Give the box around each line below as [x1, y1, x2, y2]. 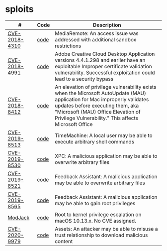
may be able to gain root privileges [54, 200, 136, 207]
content [54, 238, 73, 245]
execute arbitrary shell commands [54, 138, 135, 145]
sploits [5, 3, 34, 15]
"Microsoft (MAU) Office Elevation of [54, 108, 141, 115]
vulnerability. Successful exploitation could [54, 69, 155, 76]
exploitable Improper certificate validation [54, 63, 153, 70]
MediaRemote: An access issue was [54, 30, 139, 37]
